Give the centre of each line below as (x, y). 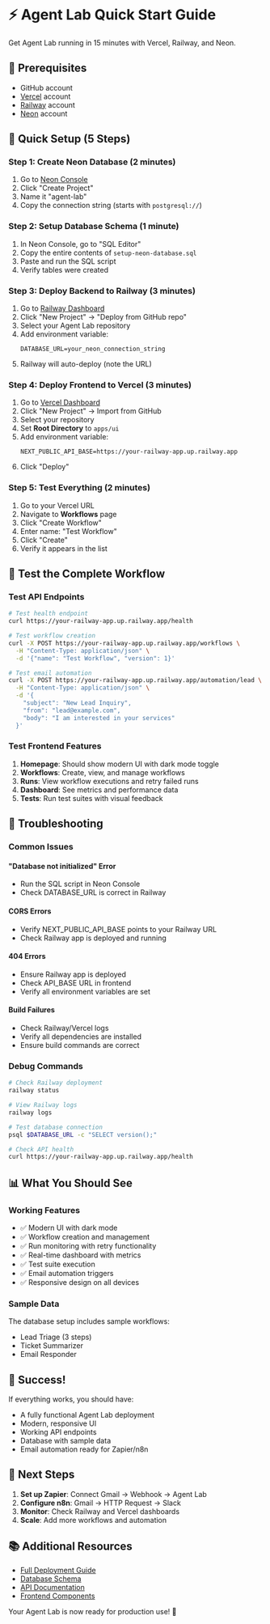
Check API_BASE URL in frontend (76, 982)
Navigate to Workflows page (68, 514)
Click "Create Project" (57, 188)
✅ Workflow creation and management (85, 1236)
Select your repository (57, 420)
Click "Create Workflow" (61, 523)
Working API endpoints (58, 1432)
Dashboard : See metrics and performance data (99, 790)
